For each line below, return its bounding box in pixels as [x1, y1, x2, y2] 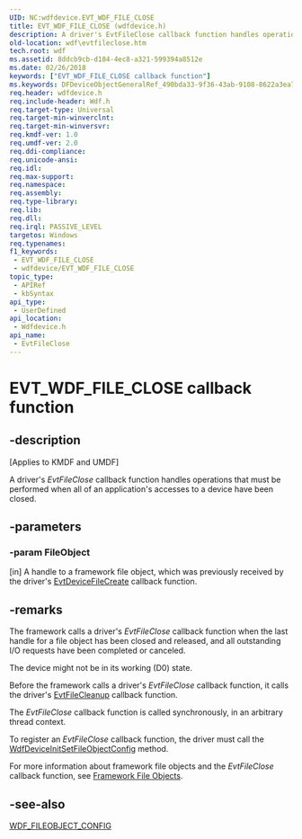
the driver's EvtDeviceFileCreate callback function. [9, 576, 198, 587]
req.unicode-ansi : [9, 155, 78, 165]
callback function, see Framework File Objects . [9, 771, 183, 781]
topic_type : [9, 272, 54, 281]
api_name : [9, 331, 47, 340]
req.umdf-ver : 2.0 [9, 138, 78, 147]
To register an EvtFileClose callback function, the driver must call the [9, 734, 265, 745]
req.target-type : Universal [9, 105, 115, 114]
